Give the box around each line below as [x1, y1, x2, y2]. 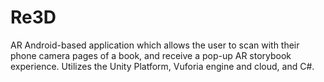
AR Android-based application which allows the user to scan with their [10, 39, 300, 51]
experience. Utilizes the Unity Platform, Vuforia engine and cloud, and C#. [10, 60, 315, 72]
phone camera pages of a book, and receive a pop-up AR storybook [10, 49, 292, 61]
